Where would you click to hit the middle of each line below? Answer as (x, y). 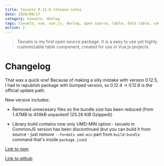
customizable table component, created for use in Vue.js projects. (83, 47)
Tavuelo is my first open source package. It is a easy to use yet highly (87, 41)
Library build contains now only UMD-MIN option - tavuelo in (73, 124)
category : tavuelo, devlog (32, 19)
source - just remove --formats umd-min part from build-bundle (76, 134)
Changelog (28, 67)
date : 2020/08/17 (23, 14)
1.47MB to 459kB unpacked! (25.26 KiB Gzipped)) (62, 115)
